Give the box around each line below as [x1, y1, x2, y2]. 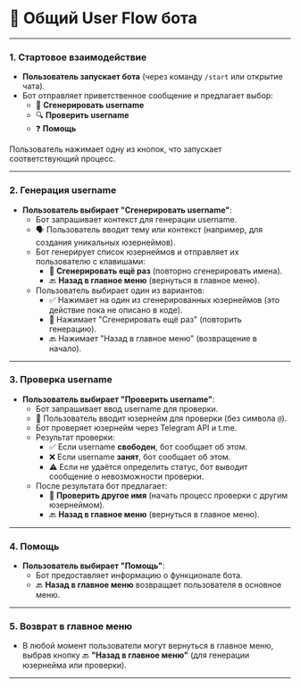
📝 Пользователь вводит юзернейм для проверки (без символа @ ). [35, 413, 287, 424]
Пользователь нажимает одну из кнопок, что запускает [9, 144, 222, 155]
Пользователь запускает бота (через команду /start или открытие [21, 71, 284, 82]
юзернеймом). [48, 499, 105, 510]
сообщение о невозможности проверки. [48, 471, 204, 482]
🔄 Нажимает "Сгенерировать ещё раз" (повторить [48, 314, 243, 324]
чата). [21, 80, 46, 92]
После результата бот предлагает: [35, 480, 168, 491]
